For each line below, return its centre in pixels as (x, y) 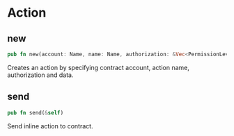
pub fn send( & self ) (36, 112)
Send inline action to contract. (50, 126)
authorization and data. (40, 75)
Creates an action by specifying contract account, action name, (98, 67)
